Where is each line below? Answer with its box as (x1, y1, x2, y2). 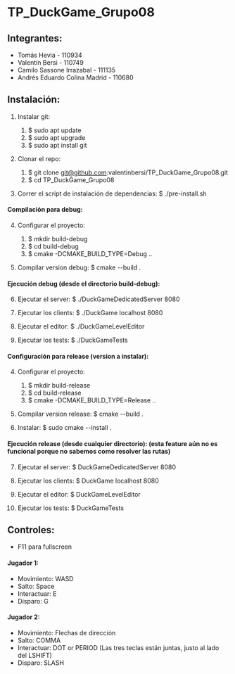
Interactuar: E (17, 589, 57, 598)
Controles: (7, 524, 55, 536)
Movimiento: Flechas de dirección (17, 628, 116, 637)
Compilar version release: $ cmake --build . (17, 409, 144, 419)
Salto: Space (17, 582, 55, 590)
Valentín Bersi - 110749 (17, 58, 84, 67)
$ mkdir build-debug (27, 235, 88, 243)
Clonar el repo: (17, 154, 61, 163)
